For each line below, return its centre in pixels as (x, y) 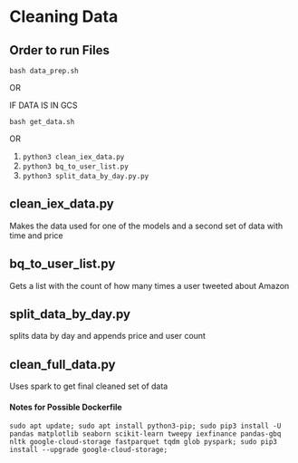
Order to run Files (60, 50)
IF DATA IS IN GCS (44, 105)
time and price (36, 235)
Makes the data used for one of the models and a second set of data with (146, 226)
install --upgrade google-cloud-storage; (89, 450)
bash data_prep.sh (44, 71)
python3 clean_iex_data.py (73, 157)
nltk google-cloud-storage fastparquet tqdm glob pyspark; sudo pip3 (144, 442)
